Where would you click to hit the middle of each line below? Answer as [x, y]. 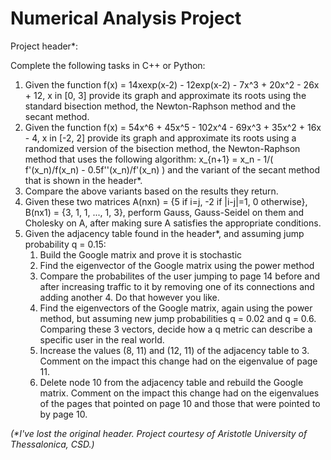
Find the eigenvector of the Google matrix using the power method [177, 265]
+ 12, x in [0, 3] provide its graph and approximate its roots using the [165, 95]
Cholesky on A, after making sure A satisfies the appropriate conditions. [173, 223]
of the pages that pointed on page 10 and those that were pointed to [180, 403]
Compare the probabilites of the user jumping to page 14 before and [180, 276]
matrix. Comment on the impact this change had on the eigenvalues [179, 393]
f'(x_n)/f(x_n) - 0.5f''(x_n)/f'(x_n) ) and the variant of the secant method [172, 169]
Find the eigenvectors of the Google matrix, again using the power [176, 308]
